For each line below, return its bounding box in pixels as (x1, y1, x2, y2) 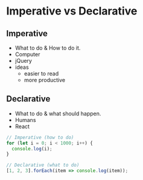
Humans (14, 116, 36, 123)
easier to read (24, 70, 59, 77)
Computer (14, 51, 40, 58)
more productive (24, 77, 65, 83)
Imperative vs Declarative (6, 4, 138, 18)
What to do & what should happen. (14, 110, 101, 117)
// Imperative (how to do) (6, 134, 74, 140)
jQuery (14, 57, 32, 64)
